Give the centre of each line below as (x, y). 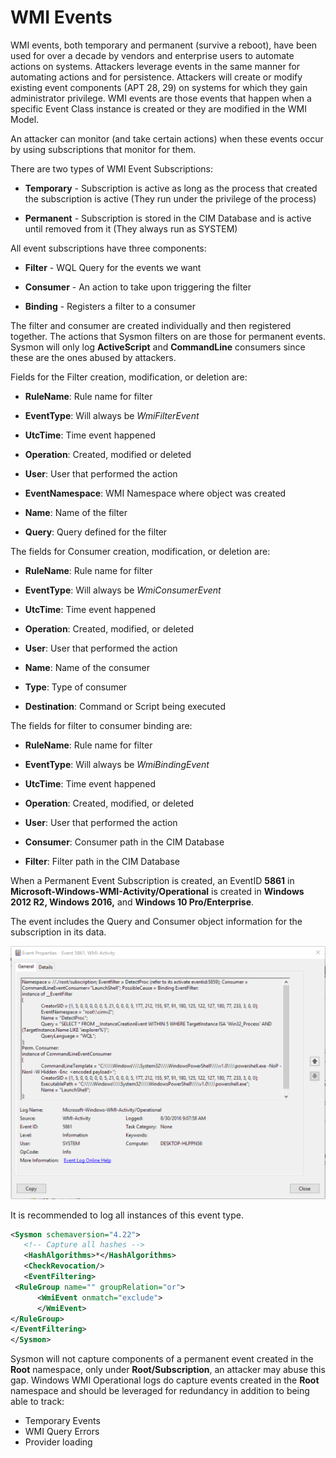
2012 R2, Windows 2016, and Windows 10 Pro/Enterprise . (132, 902)
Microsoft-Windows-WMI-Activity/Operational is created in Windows (157, 891)
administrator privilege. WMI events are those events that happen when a (161, 98)
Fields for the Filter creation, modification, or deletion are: (129, 377)
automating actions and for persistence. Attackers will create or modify (156, 77)
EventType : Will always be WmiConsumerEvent (123, 590)
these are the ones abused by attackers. (93, 357)
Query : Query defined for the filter (96, 532)
